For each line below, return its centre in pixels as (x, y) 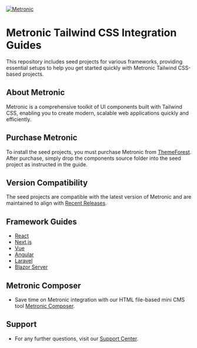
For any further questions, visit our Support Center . (76, 339)
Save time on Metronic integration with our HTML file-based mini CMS (100, 300)
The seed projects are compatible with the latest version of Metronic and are (99, 197)
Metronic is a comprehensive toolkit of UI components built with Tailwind (94, 106)
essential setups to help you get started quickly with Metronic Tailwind (91, 68)
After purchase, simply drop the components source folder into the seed (94, 158)
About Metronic (36, 93)
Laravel (24, 261)
